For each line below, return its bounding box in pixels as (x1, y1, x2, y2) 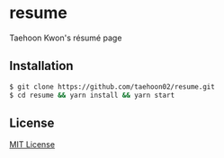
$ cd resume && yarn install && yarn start (9, 91, 175, 100)
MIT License (9, 139, 56, 150)
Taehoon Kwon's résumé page (9, 32, 122, 43)
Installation (9, 58, 74, 74)
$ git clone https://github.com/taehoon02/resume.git (9, 82, 216, 92)
